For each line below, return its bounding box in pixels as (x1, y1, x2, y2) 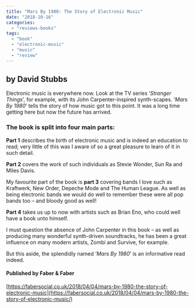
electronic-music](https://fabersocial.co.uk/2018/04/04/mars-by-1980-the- (6, 289, 189, 296)
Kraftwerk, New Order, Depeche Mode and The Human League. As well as (6, 184, 186, 191)
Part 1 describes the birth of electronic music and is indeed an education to (6, 137, 188, 144)
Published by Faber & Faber (6, 270, 75, 277)
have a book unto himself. (6, 214, 69, 221)
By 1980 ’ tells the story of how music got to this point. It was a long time (6, 102, 180, 110)
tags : (6, 31, 19, 37)
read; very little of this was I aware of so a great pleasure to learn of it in (6, 143, 180, 150)
